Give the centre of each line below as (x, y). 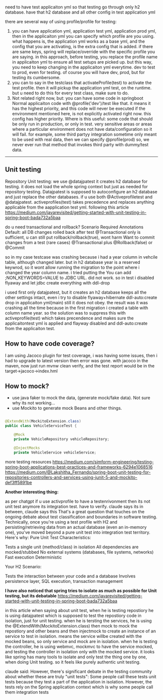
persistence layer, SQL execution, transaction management (64, 581)
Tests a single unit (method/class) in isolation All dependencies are (72, 547)
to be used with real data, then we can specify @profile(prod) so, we (81, 140)
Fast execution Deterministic (33, 557)
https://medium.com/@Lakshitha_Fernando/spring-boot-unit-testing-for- (78, 472)
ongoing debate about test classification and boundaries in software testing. (81, 517)
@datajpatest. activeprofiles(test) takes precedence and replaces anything (80, 202)
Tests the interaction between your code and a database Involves (70, 576)
